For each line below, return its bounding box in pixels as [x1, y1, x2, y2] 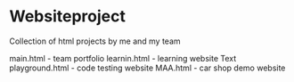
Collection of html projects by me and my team [9, 36, 181, 46]
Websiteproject [9, 6, 127, 27]
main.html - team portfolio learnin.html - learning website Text [9, 53, 237, 63]
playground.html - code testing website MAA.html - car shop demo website [9, 62, 286, 73]
